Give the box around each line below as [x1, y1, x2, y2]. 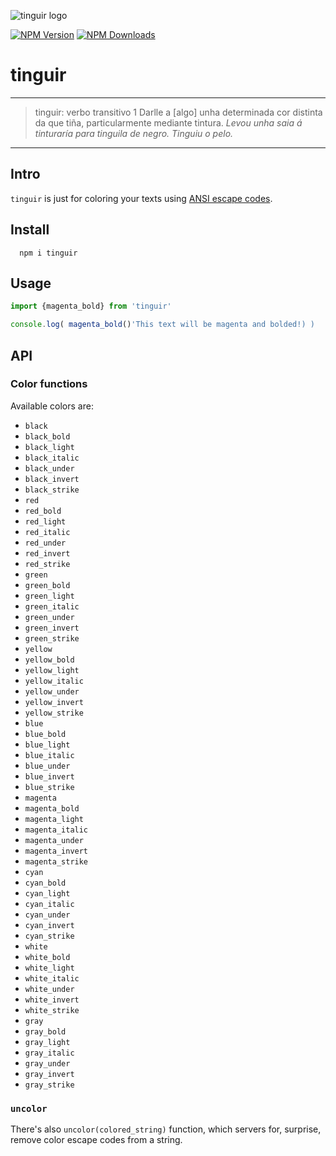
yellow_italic [24, 676, 84, 686]
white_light [24, 963, 75, 973]
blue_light [24, 740, 71, 750]
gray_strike [24, 1080, 75, 1090]
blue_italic [24, 750, 75, 760]
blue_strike [24, 782, 75, 792]
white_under [24, 984, 75, 994]
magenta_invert [24, 846, 89, 856]
